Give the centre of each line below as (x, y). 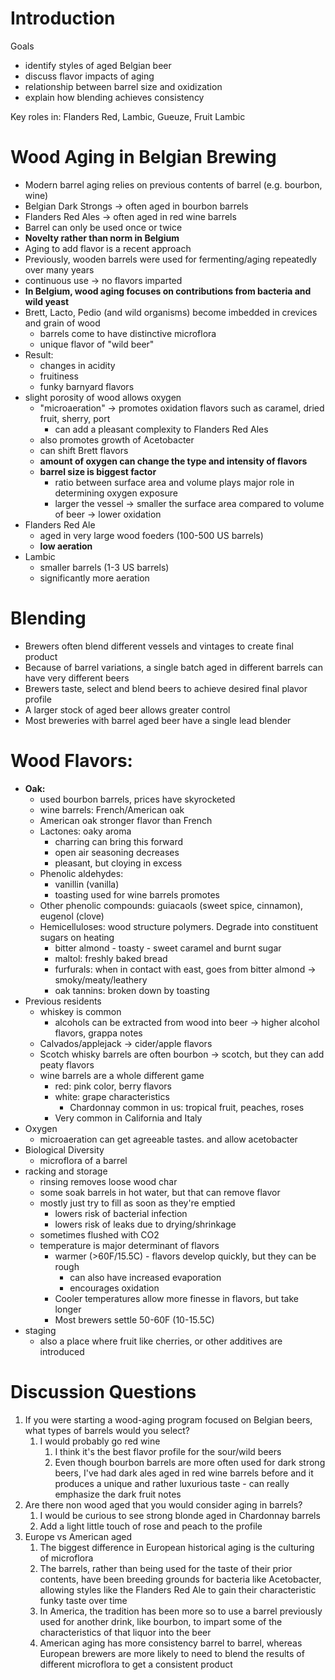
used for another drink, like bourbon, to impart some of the (161, 1621)
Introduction (63, 18)
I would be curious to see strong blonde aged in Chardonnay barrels (180, 1515)
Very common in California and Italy (128, 1118)
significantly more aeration (94, 578)
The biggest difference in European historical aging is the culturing (177, 1547)
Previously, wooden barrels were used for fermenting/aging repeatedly (170, 259)
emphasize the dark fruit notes (118, 1494)
